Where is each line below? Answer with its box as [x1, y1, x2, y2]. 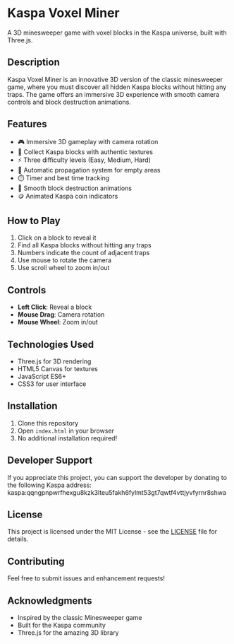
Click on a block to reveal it [17, 233, 97, 242]
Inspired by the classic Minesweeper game [17, 614, 142, 622]
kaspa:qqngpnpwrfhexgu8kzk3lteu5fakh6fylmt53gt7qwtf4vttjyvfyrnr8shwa [7, 488, 227, 496]
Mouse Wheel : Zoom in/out [17, 318, 99, 327]
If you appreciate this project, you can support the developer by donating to [7, 473, 228, 481]
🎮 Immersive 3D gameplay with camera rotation [17, 137, 159, 146]
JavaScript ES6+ [17, 373, 67, 380]
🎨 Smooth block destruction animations [17, 184, 133, 192]
